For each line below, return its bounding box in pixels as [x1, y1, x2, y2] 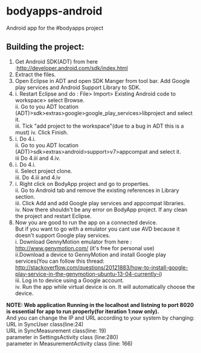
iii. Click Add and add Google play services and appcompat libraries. [14, 199, 185, 206]
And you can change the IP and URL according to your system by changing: [6, 314, 195, 322]
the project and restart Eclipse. [14, 212, 92, 219]
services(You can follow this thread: [14, 257, 104, 265]
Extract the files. [14, 71, 56, 78]
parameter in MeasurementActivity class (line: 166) [6, 340, 133, 347]
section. [14, 193, 36, 200]
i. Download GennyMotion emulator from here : [14, 238, 132, 245]
